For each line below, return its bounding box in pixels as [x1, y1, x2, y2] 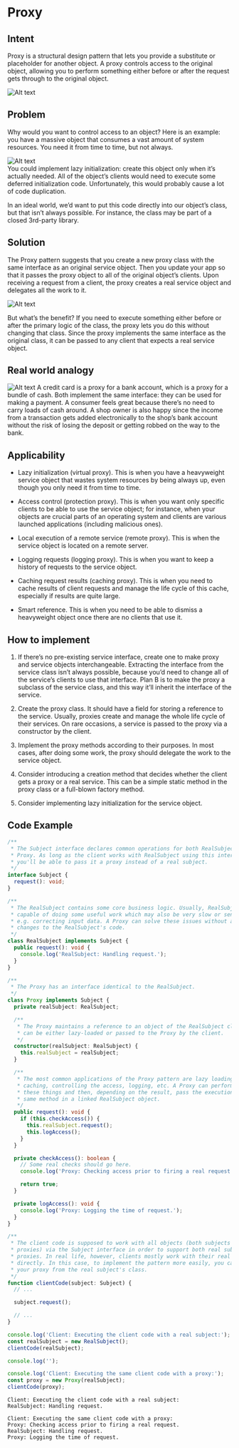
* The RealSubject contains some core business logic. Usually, [10, 904, 205, 911]
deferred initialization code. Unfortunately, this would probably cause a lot [7, 179, 225, 188]
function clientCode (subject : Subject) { [7, 1279, 132, 1287]
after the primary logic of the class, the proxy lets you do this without [7, 321, 210, 329]
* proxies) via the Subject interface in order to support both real [10, 1246, 221, 1253]
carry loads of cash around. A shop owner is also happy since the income [7, 406, 223, 414]
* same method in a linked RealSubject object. [16, 1095, 161, 1102]
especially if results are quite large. [17, 592, 121, 600]
